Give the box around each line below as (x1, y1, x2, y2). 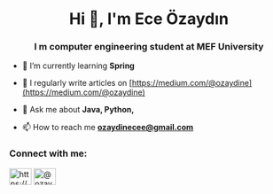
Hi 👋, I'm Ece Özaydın (69, 9, 229, 29)
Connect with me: (9, 147, 88, 159)
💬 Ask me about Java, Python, (21, 105, 135, 115)
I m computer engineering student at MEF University (34, 41, 264, 53)
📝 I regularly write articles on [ (21, 78, 133, 89)
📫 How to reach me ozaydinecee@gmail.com (21, 122, 194, 133)
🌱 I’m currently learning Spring (21, 60, 135, 71)
